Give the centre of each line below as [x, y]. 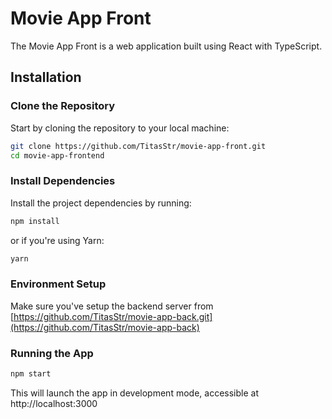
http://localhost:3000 [54, 403]
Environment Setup [58, 284]
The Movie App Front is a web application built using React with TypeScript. [166, 46]
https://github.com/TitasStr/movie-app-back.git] [113, 316]
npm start [31, 374]
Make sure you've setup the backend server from [112, 306]
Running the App [52, 353]
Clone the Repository [63, 106]
